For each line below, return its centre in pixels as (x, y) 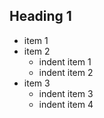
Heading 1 (40, 16)
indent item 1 (65, 61)
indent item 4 (66, 104)
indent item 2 (66, 72)
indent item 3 (66, 93)
